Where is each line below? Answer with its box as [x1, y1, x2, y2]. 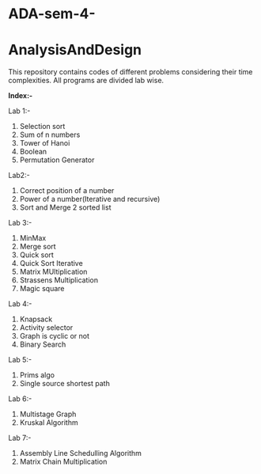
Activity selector [19, 323, 74, 332]
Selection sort [19, 122, 66, 131]
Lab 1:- [8, 106, 31, 116]
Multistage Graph [19, 409, 77, 419]
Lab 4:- [8, 299, 32, 309]
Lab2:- [8, 171, 30, 180]
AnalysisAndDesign [8, 41, 142, 59]
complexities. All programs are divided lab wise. [8, 76, 165, 85]
